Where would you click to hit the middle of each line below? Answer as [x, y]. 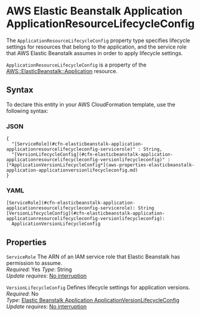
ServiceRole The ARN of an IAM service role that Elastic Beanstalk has [93, 257]
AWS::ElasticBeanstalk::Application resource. [62, 71]
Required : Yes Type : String [39, 270]
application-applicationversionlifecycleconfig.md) [72, 170]
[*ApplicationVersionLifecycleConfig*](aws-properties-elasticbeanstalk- [101, 165]
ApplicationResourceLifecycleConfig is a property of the [77, 65]
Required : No [23, 294]
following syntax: [27, 111]
